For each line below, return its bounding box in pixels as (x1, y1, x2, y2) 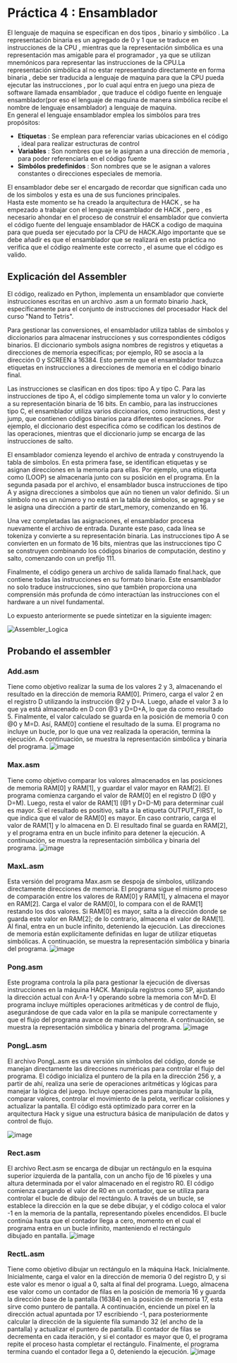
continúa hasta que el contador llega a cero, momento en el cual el (7, 1216, 201, 1225)
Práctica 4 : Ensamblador (7, 5, 158, 21)
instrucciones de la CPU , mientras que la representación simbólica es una (7, 43, 224, 51)
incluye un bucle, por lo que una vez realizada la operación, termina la (7, 728, 211, 736)
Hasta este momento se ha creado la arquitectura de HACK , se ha (7, 197, 200, 206)
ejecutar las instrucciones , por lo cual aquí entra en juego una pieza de (7, 80, 215, 89)
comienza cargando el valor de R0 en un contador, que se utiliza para (7, 1186, 209, 1194)
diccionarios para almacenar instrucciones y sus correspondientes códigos (7, 333, 226, 341)
